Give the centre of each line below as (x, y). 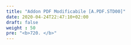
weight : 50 (21, 28)
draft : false (22, 22)
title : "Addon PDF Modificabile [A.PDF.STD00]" (66, 11)
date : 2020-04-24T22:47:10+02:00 (47, 17)
